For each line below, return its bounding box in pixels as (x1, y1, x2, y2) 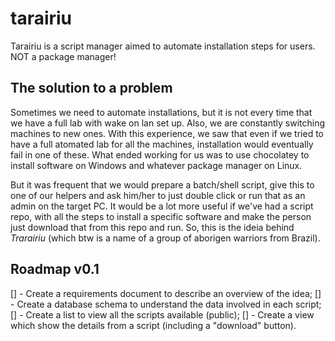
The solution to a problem (10, 80, 173, 97)
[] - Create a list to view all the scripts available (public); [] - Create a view (10, 308, 315, 321)
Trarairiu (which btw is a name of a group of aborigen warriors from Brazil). (10, 232, 321, 244)
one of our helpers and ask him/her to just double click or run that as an (10, 189, 306, 201)
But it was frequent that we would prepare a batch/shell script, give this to (10, 178, 315, 191)
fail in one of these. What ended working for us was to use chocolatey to (10, 148, 310, 161)
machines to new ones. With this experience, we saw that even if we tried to (10, 127, 324, 139)
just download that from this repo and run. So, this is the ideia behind (10, 221, 295, 233)
